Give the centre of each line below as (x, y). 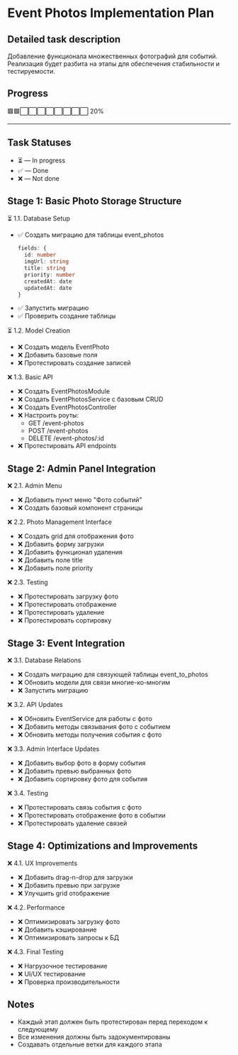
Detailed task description (64, 39)
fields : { (32, 249)
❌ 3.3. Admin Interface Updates (53, 749)
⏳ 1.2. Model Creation (39, 330)
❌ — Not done (39, 178)
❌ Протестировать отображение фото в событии (92, 815)
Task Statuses (40, 143)
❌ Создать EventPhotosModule (64, 391)
